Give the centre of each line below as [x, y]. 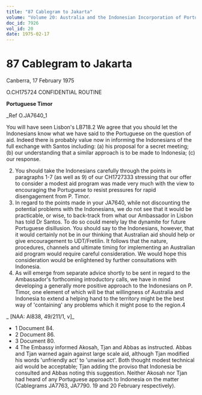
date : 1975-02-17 [28, 34]
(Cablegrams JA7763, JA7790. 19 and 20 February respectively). [95, 386]
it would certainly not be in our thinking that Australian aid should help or [105, 234]
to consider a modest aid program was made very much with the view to [104, 183]
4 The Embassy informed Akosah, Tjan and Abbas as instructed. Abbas [103, 348]
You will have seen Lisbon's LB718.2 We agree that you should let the [92, 127]
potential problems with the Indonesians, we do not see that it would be [103, 209]
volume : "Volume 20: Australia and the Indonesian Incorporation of [94, 17]
